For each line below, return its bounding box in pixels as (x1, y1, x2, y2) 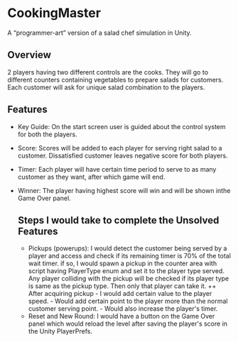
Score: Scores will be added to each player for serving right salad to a (17, 143, 222, 152)
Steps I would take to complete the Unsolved (17, 214, 220, 226)
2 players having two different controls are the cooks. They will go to (7, 67, 208, 76)
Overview (7, 49, 52, 61)
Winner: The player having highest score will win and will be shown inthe (17, 186, 231, 194)
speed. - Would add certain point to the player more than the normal (28, 297, 228, 306)
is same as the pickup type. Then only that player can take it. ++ (28, 282, 217, 290)
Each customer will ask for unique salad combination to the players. (7, 83, 205, 92)
